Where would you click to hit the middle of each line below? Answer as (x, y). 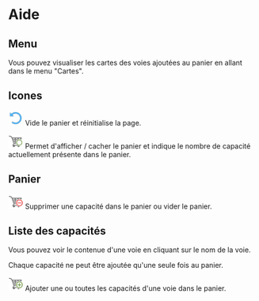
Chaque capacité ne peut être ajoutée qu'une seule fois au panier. (116, 265)
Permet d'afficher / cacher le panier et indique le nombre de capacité (138, 146)
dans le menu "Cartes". (46, 71)
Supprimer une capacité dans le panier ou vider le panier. (118, 206)
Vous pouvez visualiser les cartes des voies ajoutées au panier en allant (126, 62)
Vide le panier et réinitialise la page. (83, 122)
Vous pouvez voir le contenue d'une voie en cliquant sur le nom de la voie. (129, 250)
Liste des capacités (57, 231)
